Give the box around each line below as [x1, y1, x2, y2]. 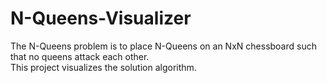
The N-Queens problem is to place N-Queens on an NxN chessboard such [10, 40, 317, 52]
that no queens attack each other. [10, 50, 150, 62]
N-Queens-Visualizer [10, 7, 192, 30]
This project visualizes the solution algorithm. [10, 61, 197, 73]
